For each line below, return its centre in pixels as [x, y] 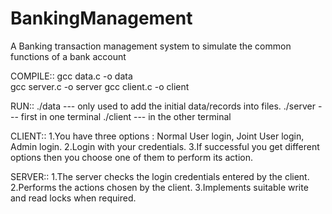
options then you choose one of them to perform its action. [131, 157]
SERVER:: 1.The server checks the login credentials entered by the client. [160, 176]
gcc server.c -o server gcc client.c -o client [100, 86]
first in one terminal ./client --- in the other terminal [126, 116]
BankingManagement [101, 18]
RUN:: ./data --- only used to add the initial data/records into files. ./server [163, 106]
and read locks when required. [73, 198]
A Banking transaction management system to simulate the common [151, 46]
